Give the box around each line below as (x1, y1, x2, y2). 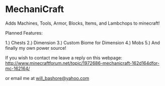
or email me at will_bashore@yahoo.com (5, 75, 90, 81)
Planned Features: (5, 30, 43, 36)
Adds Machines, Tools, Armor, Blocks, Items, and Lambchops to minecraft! (5, 20, 160, 26)
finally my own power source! (5, 45, 66, 51)
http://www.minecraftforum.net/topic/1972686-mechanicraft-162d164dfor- (5, 60, 160, 66)
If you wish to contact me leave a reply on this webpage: (5, 54, 122, 61)
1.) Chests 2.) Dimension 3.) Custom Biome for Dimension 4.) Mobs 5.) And (5, 39, 160, 46)
